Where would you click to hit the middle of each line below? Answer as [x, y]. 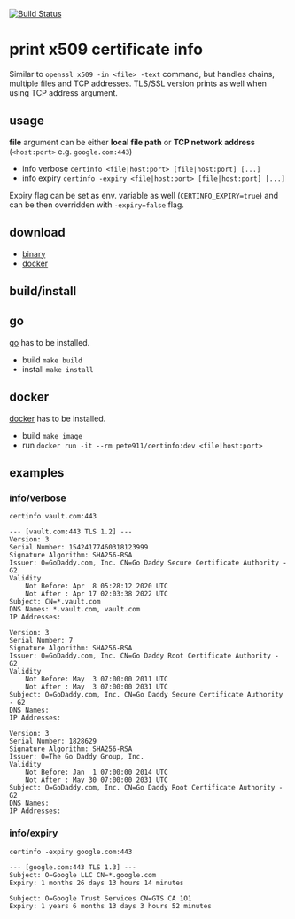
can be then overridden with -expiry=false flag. [97, 205]
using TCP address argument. [63, 92]
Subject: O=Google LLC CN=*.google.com [83, 875]
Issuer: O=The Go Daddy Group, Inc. [77, 757]
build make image [52, 435]
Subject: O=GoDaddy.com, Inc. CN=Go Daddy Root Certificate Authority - [146, 788]
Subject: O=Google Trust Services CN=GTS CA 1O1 [101, 898]
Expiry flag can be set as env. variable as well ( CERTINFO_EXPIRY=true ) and [144, 195]
